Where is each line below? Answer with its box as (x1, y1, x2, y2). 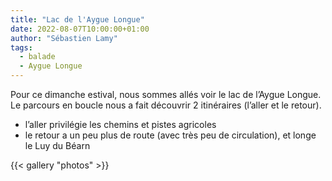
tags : (10, 42, 33, 53)
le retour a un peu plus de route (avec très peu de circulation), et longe (24, 129, 317, 141)
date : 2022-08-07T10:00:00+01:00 (10, 24, 150, 34)
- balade (19, 52, 56, 62)
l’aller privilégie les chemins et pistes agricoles (24, 119, 217, 130)
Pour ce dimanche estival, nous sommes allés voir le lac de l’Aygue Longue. (10, 89, 322, 100)
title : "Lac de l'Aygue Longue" (10, 14, 145, 25)
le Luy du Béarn (24, 140, 91, 151)
